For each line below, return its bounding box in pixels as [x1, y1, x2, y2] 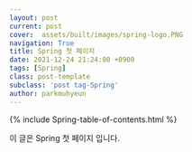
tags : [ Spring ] [9, 64, 67, 73]
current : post [9, 22, 63, 31]
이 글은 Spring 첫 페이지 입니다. [9, 132, 120, 143]
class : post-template [9, 72, 91, 81]
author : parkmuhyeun [9, 89, 87, 98]
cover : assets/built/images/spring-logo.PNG [9, 30, 183, 39]
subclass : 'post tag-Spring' [9, 81, 119, 90]
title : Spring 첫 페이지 [9, 47, 96, 56]
